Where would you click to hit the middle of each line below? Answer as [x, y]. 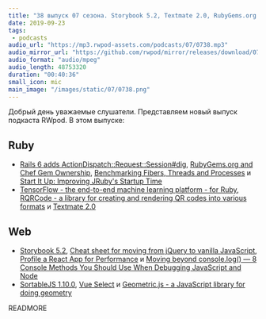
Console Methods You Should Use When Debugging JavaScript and [130, 267]
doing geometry [46, 293]
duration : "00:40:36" [44, 75]
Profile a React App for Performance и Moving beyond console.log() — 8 [138, 259]
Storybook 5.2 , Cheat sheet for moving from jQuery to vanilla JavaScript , [138, 250]
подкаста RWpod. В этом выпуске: [66, 121]
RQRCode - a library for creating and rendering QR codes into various [133, 198]
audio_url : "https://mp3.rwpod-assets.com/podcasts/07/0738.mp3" [118, 45]
